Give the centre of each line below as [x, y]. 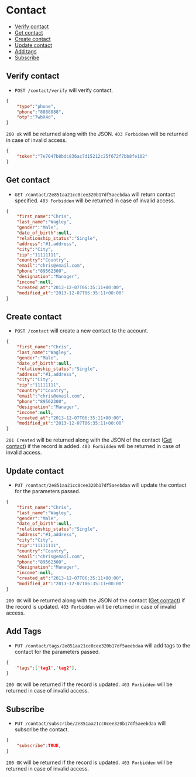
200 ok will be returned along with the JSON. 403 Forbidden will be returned [97, 134]
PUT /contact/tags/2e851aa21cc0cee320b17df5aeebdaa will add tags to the [102, 645]
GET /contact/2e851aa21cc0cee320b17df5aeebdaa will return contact [95, 194]
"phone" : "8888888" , [40, 112]
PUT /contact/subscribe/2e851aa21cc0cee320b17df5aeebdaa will [90, 723]
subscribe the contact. [42, 730]
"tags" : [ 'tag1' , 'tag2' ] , [47, 668]
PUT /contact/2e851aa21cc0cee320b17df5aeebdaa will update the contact [100, 485]
